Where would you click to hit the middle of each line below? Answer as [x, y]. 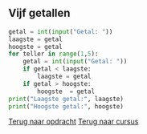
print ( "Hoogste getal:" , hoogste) [66, 106]
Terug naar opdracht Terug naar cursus [73, 122]
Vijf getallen [39, 13]
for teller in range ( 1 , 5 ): [53, 54]
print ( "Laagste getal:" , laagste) [66, 99]
